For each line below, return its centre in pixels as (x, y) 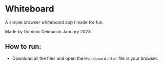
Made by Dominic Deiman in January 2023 (48, 31)
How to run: (23, 47)
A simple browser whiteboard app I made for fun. (54, 22)
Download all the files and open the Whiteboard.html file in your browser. (85, 58)
